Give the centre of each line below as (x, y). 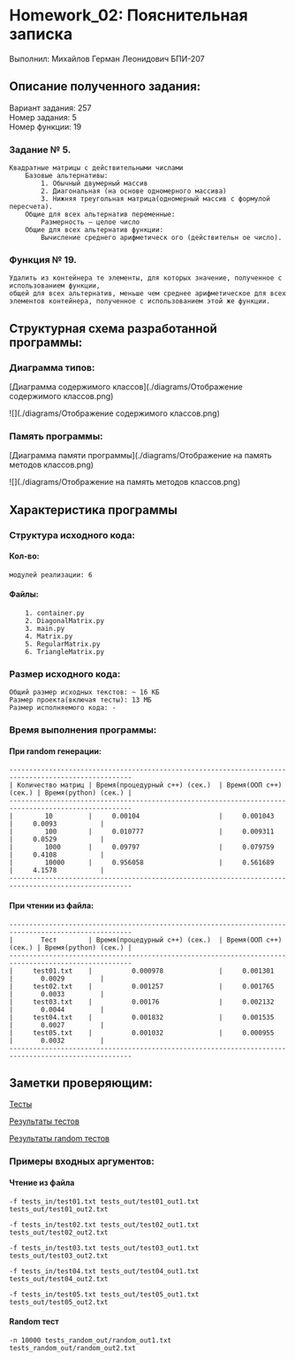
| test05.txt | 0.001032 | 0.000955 (142, 1033)
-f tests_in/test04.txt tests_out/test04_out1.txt (104, 1271)
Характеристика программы (94, 510)
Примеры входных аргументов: (82, 1162)
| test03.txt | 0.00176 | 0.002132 (142, 1002)
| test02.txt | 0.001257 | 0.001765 (142, 986)
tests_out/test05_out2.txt (59, 1302)
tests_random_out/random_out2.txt (73, 1348)
